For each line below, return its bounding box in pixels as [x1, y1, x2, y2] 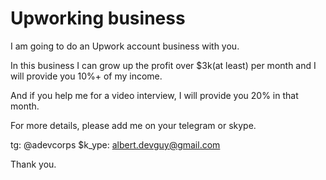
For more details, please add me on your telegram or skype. [10, 119, 257, 131]
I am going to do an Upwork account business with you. [10, 40, 240, 52]
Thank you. [10, 158, 57, 170]
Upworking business [10, 7, 186, 30]
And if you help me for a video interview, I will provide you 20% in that [10, 89, 299, 101]
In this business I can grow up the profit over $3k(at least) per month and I [10, 59, 317, 71]
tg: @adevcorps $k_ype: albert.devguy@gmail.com [10, 138, 221, 151]
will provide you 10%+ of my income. [10, 70, 163, 82]
